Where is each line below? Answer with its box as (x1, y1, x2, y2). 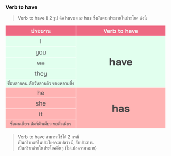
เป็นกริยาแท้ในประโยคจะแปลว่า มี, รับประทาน (17, 139, 94, 145)
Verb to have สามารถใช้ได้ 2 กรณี (17, 134, 80, 140)
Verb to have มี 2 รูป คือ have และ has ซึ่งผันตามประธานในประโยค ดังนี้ (17, 15, 147, 21)
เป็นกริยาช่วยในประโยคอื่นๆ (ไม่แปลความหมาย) (17, 145, 97, 151)
